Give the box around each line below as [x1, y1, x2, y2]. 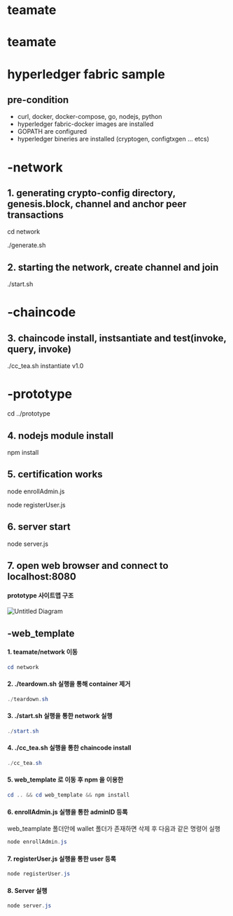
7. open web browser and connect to [7, 559, 169, 572]
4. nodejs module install [7, 430, 114, 442]
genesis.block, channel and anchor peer [7, 198, 187, 210]
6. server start [7, 521, 71, 533]
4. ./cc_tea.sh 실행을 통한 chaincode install [7, 744, 132, 752]
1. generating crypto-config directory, [7, 187, 176, 199]
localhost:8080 [7, 570, 77, 582]
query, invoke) [7, 343, 72, 355]
